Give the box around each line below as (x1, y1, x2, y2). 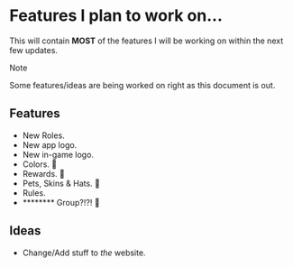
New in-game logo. (22, 149, 95, 160)
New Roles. (22, 130, 65, 141)
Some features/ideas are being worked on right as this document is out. (9, 79, 276, 90)
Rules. (22, 187, 47, 198)
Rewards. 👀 (22, 168, 65, 179)
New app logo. (22, 139, 78, 150)
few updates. (9, 44, 59, 55)
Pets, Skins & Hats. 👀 (22, 178, 101, 189)
